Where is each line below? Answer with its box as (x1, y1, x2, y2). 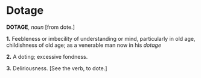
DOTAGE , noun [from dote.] (6, 23, 75, 31)
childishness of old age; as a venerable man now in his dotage (6, 41, 162, 49)
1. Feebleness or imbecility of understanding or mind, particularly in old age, (6, 35, 196, 42)
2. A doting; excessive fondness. (6, 53, 88, 60)
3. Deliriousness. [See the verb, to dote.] (6, 64, 107, 72)
